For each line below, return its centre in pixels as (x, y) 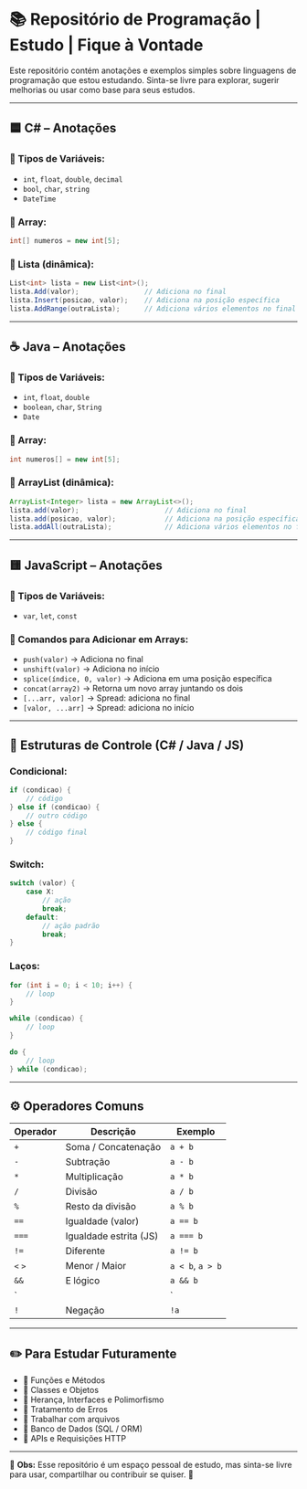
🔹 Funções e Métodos (64, 1380)
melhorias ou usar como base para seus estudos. (102, 90)
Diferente (85, 1251)
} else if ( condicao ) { (55, 807)
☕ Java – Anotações (68, 347)
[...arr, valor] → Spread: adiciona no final (106, 698)
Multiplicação (94, 1177)
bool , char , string (56, 188)
